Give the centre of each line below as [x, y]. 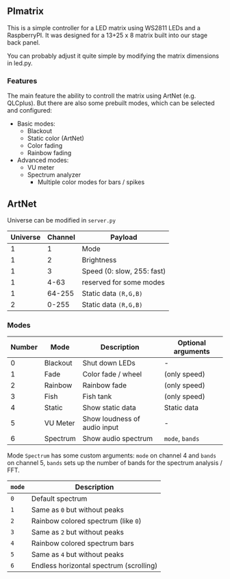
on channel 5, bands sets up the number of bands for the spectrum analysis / [115, 463]
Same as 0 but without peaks [78, 510]
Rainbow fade [104, 385]
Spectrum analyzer [54, 175]
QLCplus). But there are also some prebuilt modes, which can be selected [111, 103]
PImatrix [26, 11]
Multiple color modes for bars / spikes [91, 182]
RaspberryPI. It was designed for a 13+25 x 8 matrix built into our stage [107, 35]
